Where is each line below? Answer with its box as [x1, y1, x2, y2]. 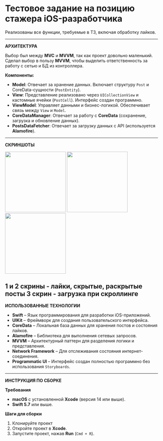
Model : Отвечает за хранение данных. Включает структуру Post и [12, 81, 149, 87]
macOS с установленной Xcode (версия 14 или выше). [12, 396, 126, 402]
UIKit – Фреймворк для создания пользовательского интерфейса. [12, 317, 149, 323]
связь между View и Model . [12, 107, 66, 113]
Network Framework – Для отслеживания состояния [12, 348, 121, 354]
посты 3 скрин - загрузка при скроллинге [5, 290, 139, 298]
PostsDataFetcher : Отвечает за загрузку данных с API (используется [12, 123, 156, 128]
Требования [5, 387, 31, 393]
